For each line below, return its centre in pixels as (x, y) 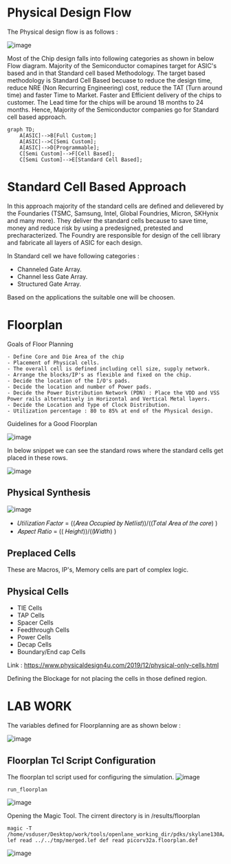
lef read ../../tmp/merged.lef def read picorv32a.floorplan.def (102, 841)
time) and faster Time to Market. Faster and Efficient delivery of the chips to (114, 95)
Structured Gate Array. (49, 284)
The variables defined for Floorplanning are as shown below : (94, 726)
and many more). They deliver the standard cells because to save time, (108, 220)
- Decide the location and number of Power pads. (80, 387)
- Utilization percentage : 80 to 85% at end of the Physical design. (110, 411)
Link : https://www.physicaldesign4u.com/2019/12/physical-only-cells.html (113, 665)
